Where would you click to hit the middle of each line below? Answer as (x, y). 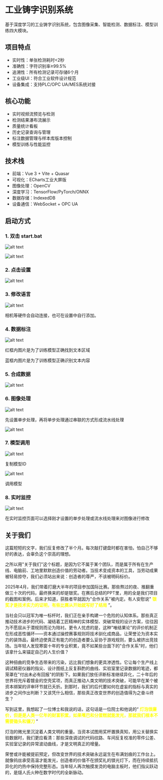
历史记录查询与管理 (31, 132)
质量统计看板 (25, 126)
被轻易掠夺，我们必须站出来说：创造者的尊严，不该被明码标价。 (69, 576)
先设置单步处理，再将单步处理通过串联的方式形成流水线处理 (65, 420)
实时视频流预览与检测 (33, 114)
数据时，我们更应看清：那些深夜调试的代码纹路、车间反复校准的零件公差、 (83, 738)
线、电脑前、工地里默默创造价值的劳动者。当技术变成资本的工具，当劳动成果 (81, 570)
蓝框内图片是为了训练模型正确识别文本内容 (48, 360)
